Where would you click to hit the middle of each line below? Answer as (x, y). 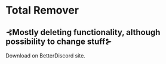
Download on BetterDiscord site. (46, 56)
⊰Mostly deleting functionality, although (83, 32)
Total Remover (42, 10)
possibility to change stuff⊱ (59, 41)
